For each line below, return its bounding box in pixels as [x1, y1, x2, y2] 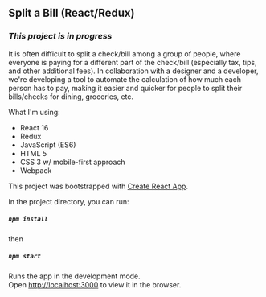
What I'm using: [8, 107, 60, 117]
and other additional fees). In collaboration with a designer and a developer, [8, 66, 259, 76]
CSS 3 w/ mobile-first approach [19, 157, 126, 167]
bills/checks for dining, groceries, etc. [8, 92, 134, 101]
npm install [8, 215, 48, 224]
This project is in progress [8, 31, 113, 42]
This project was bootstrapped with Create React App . [8, 181, 189, 191]
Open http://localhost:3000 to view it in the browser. [8, 279, 182, 289]
